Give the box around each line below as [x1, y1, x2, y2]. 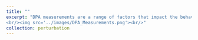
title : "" [6, 8, 31, 15]
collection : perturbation [6, 25, 70, 31]
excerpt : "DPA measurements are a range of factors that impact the [6, 14, 178, 20]
